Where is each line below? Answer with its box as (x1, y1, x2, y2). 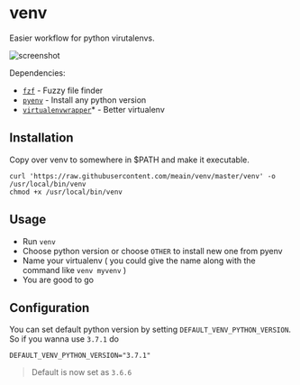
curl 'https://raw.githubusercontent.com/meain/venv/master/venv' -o (9, 171, 277, 180)
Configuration (9, 300, 90, 316)
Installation (9, 130, 74, 146)
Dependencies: (9, 67, 66, 78)
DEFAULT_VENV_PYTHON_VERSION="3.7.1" (9, 351, 151, 361)
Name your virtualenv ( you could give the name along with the (22, 255, 256, 266)
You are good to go (22, 274, 95, 285)
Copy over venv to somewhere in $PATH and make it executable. (9, 154, 250, 165)
